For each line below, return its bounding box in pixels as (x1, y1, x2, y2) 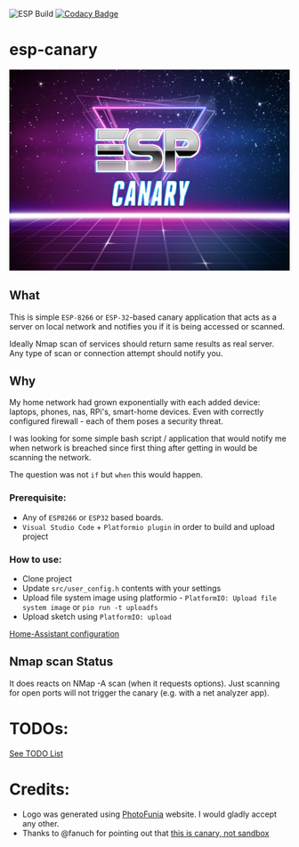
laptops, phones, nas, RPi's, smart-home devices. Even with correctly (9, 406, 264, 418)
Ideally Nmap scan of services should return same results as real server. (9, 338, 275, 349)
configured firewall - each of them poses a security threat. (9, 416, 224, 427)
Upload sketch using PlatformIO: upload (21, 611, 172, 623)
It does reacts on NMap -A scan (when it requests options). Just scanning (9, 678, 280, 688)
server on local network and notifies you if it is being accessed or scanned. (9, 321, 286, 331)
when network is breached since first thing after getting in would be (9, 443, 258, 453)
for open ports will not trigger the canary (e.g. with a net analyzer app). (9, 687, 270, 698)
